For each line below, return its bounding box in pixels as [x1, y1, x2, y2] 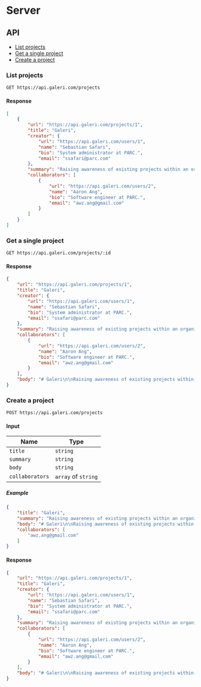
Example [6, 489, 29, 496]
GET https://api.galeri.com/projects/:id [6, 250, 111, 256]
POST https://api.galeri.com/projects [6, 410, 103, 416]
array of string [54, 472, 98, 481]
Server [6, 4, 41, 17]
